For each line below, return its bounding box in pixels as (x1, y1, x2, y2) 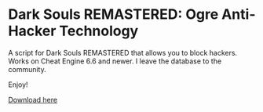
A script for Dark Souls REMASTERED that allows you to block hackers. (8, 48, 238, 57)
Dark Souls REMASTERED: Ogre (8, 5, 219, 23)
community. (8, 64, 46, 74)
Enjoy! (8, 80, 29, 89)
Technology (58, 22, 139, 40)
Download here (8, 95, 57, 104)
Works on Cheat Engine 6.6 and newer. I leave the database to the (8, 56, 222, 66)
